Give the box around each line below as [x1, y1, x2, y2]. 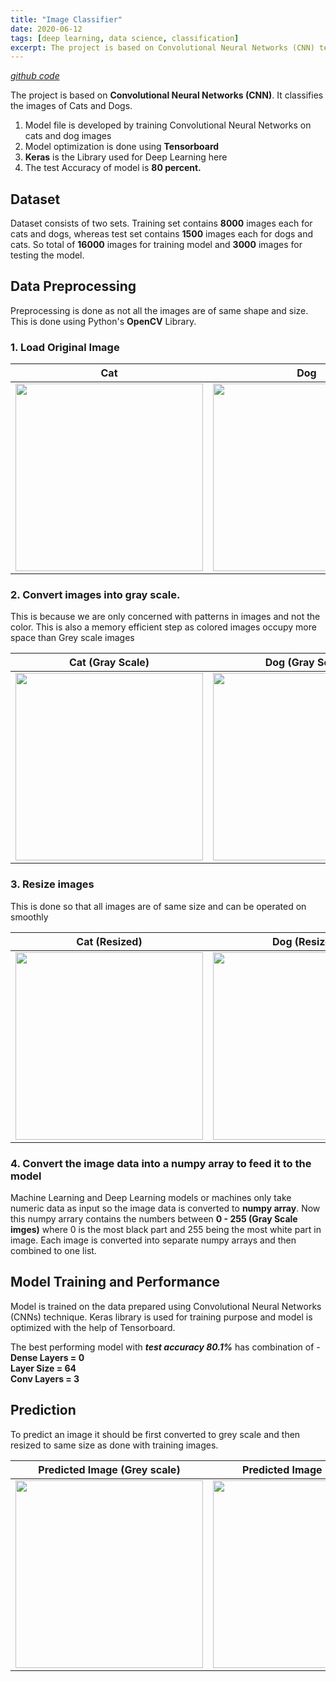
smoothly [10, 911, 49, 923]
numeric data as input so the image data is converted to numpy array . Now [10, 1202, 321, 1215]
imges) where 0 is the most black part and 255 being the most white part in [10, 1224, 322, 1236]
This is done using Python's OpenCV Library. [10, 315, 197, 327]
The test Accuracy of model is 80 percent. [24, 162, 202, 174]
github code [10, 70, 60, 82]
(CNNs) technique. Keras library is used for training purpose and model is [10, 1311, 313, 1323]
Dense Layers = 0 [10, 1351, 85, 1363]
